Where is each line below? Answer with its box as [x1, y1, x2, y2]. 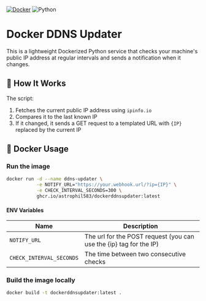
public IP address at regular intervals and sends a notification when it [6, 54, 181, 61]
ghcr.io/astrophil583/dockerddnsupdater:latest [36, 193, 161, 199]
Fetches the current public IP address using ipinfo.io [15, 106, 152, 113]
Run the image [6, 162, 50, 171]
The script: [6, 94, 34, 102]
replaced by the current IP [15, 126, 82, 133]
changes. [6, 60, 30, 67]
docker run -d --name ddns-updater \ [6, 176, 103, 182]
